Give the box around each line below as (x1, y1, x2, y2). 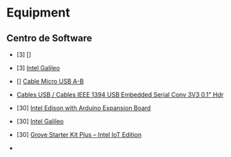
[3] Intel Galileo (16, 64, 60, 72)
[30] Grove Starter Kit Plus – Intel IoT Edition (16, 131, 142, 138)
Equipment (6, 5, 70, 21)
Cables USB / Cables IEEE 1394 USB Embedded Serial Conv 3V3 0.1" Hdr (16, 91, 224, 98)
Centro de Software (6, 32, 92, 44)
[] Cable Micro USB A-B (16, 77, 84, 85)
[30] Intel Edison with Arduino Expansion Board (16, 104, 151, 112)
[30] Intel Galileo (16, 117, 64, 125)
